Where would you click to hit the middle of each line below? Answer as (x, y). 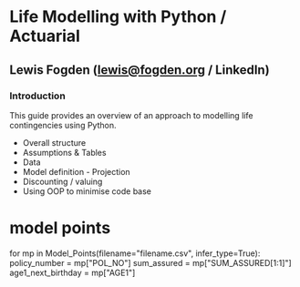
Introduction (37, 96)
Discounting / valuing (62, 181)
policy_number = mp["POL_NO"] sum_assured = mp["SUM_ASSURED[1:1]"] (150, 262)
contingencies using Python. (63, 125)
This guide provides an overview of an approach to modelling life (131, 115)
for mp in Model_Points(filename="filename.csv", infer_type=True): (135, 253)
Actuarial (45, 36)
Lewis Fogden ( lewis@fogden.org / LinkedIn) (140, 70)
